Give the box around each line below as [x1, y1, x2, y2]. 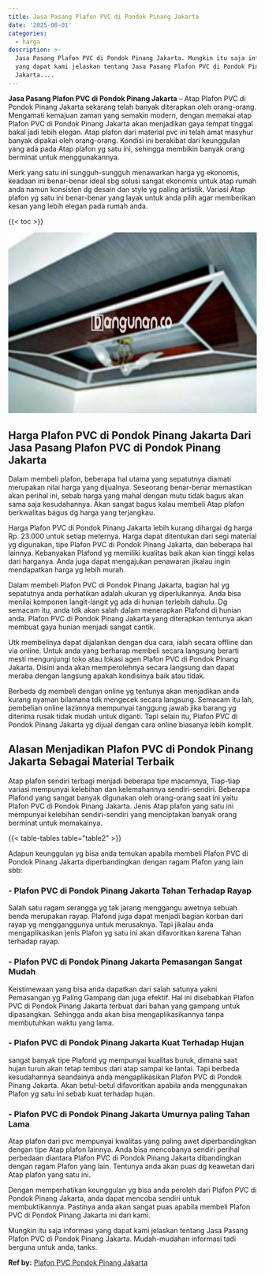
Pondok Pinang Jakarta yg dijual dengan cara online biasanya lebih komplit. [8, 720, 254, 729]
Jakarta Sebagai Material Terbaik [8, 755, 175, 769]
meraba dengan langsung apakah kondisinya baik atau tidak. [8, 671, 206, 681]
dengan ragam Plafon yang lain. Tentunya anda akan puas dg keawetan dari [8, 1161, 255, 1172]
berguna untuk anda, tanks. [8, 1243, 98, 1252]
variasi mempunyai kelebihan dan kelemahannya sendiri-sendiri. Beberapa [8, 784, 251, 793]
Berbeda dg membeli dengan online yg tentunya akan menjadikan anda [8, 687, 240, 696]
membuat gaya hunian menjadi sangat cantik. [8, 622, 156, 632]
